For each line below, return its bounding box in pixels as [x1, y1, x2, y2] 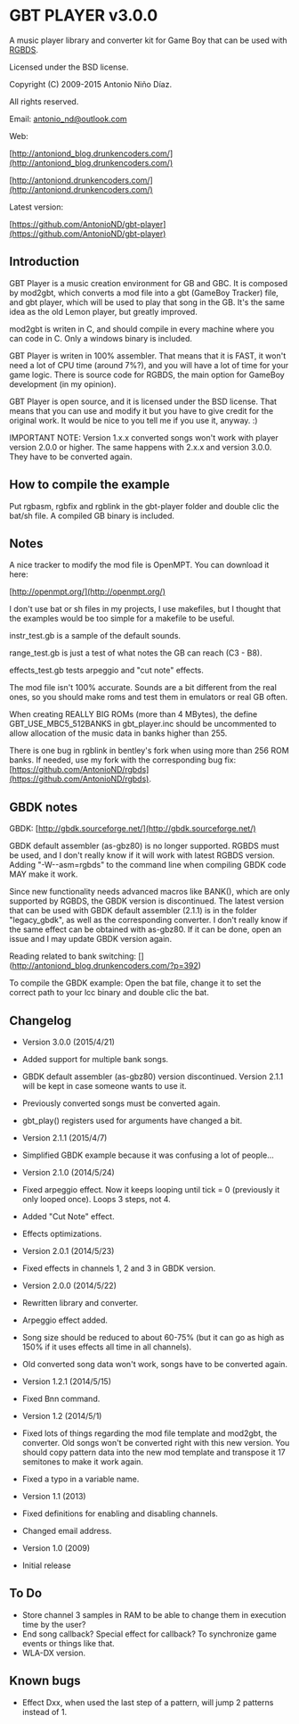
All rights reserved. [9, 95, 79, 107]
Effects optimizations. [21, 1228, 102, 1239]
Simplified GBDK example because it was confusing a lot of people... [21, 1150, 274, 1160]
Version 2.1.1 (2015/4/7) [21, 1133, 108, 1142]
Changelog [9, 1013, 72, 1028]
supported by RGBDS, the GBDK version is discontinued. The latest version [9, 895, 285, 906]
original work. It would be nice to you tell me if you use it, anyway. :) [9, 415, 258, 425]
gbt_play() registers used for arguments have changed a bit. [21, 1116, 243, 1126]
